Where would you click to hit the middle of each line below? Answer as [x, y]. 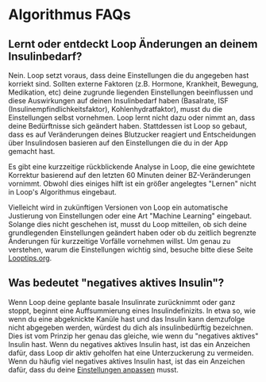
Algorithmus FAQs [69, 15]
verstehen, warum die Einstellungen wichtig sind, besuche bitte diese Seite [131, 249]
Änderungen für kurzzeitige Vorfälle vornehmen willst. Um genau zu [120, 241]
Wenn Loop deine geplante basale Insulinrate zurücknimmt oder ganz [122, 302]
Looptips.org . [30, 258]
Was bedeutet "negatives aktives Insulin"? [116, 283]
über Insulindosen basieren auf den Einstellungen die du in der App [118, 143]
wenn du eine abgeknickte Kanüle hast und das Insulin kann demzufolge [127, 318]
